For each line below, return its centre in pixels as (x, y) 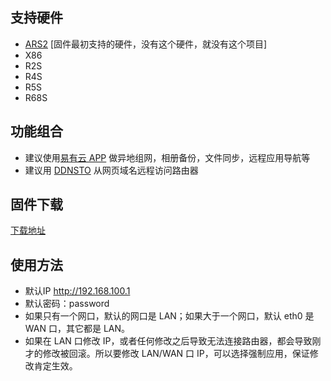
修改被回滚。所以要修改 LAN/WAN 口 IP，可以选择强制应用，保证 (176, 354)
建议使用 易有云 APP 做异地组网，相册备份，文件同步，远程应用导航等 (167, 157)
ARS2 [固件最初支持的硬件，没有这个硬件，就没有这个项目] (146, 44)
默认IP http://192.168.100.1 (77, 291)
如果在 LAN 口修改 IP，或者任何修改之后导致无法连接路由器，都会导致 (168, 341)
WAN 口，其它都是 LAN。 (77, 329)
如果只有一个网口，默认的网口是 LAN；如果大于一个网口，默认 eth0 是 (169, 316)
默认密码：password (67, 304)
